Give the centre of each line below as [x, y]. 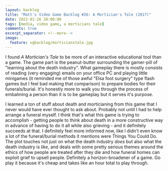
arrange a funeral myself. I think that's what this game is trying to [72, 115]
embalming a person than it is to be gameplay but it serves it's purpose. [79, 94]
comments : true [21, 29]
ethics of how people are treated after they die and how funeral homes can [82, 152]
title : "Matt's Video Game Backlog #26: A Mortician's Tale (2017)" [78, 15]
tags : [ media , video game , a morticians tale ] [55, 24]
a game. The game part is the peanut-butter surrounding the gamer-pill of [81, 62]
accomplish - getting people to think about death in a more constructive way [84, 120]
